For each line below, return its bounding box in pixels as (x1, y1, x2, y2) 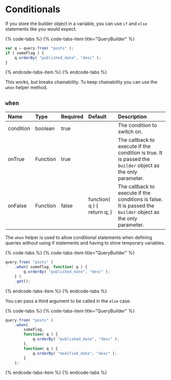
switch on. (118, 128, 142, 135)
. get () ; (14, 278, 31, 284)
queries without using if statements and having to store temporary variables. (5, 240, 165, 246)
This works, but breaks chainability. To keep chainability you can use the (5, 79, 158, 85)
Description (118, 113, 147, 121)
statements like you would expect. (5, 26, 77, 32)
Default (88, 113, 107, 121)
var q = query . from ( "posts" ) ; (5, 45, 74, 51)
